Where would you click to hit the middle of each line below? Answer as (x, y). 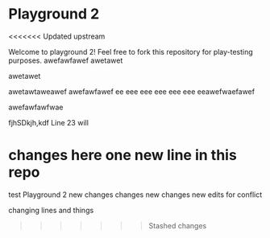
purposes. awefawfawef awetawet (66, 60)
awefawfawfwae (36, 107)
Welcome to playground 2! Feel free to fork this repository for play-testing (131, 51)
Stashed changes (178, 225)
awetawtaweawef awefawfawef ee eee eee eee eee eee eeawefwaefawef (132, 91)
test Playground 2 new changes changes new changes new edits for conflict (135, 195)
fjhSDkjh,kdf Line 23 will (48, 122)
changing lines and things (51, 210)
